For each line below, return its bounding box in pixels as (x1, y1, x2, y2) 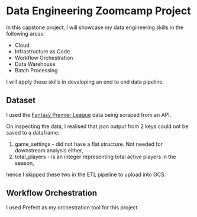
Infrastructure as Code (14, 47, 70, 55)
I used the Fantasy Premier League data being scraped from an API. (6, 111, 172, 118)
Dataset (6, 95, 36, 106)
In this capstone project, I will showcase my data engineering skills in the (6, 24, 184, 31)
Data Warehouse (14, 60, 56, 68)
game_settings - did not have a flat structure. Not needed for (14, 141, 163, 148)
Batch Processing (14, 66, 58, 74)
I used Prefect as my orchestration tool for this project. (6, 203, 139, 211)
